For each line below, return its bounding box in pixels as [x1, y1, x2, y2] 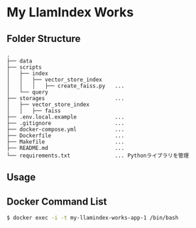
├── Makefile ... [6, 139, 125, 146]
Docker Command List [6, 195, 107, 207]
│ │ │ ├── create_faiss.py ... [6, 82, 125, 89]
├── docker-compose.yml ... [6, 126, 125, 133]
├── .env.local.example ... [6, 114, 125, 121]
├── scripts [6, 64, 42, 71]
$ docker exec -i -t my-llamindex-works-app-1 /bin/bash [6, 215, 179, 222]
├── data [6, 58, 33, 65]
